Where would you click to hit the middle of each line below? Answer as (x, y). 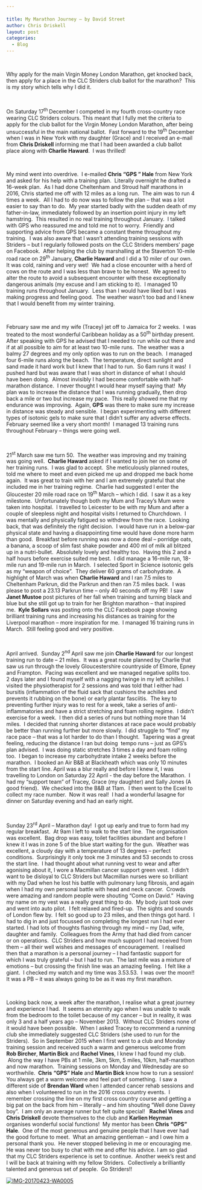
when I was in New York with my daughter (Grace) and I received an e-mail (99, 138)
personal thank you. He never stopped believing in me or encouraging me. (99, 1144)
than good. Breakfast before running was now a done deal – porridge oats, (99, 539)
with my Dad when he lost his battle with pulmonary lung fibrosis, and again (100, 883)
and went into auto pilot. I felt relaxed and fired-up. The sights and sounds (100, 909)
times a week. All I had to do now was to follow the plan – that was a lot (95, 200)
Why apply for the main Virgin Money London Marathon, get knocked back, (100, 74)
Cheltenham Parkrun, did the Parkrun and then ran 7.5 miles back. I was (96, 584)
